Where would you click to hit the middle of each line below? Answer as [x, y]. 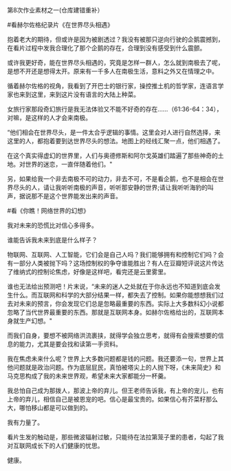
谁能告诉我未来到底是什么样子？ [52, 240]
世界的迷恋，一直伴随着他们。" [69, 164]
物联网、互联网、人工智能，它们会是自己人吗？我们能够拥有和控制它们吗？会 [115, 254]
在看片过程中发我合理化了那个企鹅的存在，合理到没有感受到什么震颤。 [107, 48]
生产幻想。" [36, 321]
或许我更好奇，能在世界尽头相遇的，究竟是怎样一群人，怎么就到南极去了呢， [115, 63]
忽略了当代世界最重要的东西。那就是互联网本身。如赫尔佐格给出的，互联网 [112, 312]
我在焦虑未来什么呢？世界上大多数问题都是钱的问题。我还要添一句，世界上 [112, 359]
